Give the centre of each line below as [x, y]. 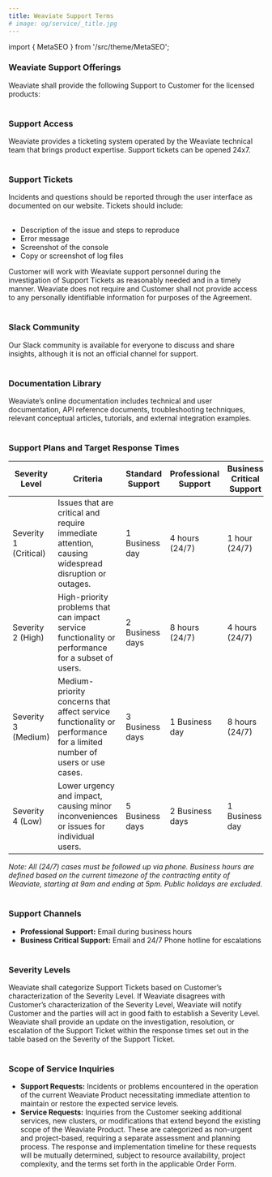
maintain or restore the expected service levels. [100, 1104]
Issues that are [86, 502]
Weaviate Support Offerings [65, 67]
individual [76, 837]
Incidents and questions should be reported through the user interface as [131, 197]
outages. [74, 584]
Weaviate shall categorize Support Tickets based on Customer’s [115, 987]
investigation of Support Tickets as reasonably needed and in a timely [125, 280]
